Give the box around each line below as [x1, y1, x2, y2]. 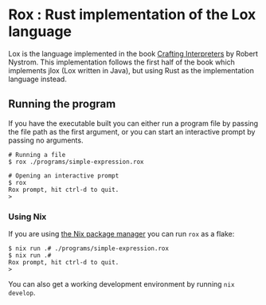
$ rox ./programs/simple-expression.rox [8, 158, 145, 166]
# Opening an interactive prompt [8, 171, 119, 180]
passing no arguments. [8, 135, 84, 145]
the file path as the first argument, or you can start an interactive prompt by [8, 127, 256, 136]
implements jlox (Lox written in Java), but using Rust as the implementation [8, 65, 255, 75]
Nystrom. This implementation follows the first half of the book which [8, 57, 235, 67]
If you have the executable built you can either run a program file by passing [8, 118, 259, 128]
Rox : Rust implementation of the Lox [8, 6, 256, 24]
